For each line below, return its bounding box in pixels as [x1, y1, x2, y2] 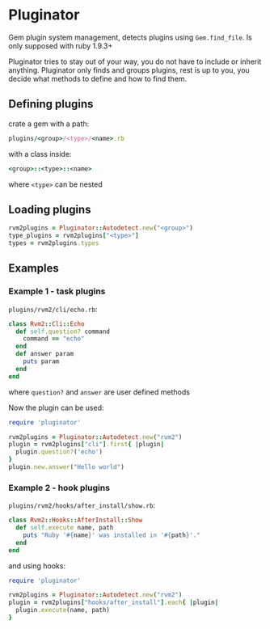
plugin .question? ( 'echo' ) [15, 448, 103, 456]
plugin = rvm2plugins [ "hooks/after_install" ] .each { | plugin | [8, 598, 219, 607]
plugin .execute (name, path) [15, 606, 111, 614]
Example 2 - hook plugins [8, 482, 111, 493]
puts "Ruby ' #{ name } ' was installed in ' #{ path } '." [23, 531, 200, 539]
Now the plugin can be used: [8, 403, 104, 412]
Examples [8, 261, 59, 276]
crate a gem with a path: [8, 119, 90, 129]
